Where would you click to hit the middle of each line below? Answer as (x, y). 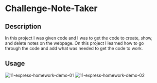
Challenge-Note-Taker (51, 8)
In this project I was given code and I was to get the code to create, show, (79, 38)
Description (23, 26)
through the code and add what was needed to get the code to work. (74, 48)
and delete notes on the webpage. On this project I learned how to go (75, 43)
